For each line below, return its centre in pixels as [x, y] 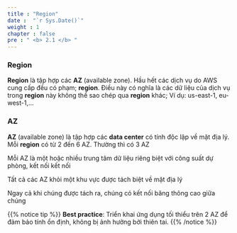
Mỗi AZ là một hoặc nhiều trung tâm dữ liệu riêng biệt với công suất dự [111, 158]
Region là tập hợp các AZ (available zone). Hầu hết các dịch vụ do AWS [112, 80]
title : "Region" [33, 14]
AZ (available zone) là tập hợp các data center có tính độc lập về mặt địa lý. [118, 137]
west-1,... [21, 103]
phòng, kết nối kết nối [39, 165]
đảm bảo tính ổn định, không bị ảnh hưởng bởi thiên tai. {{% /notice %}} [112, 222]
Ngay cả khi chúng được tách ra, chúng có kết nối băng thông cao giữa [111, 193]
